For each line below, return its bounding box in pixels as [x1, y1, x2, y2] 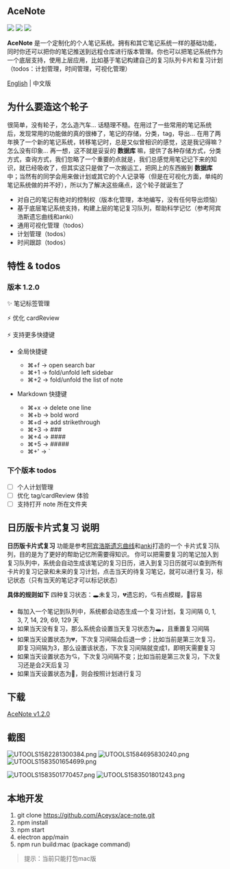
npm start [16, 826, 44, 834]
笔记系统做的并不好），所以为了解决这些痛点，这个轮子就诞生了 [7, 181, 184, 189]
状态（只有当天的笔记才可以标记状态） [12, 576, 121, 584]
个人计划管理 [16, 483, 53, 491]
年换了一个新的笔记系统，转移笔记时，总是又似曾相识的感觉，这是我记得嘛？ [7, 137, 223, 146]
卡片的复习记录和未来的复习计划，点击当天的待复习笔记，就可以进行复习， [7, 567, 217, 575]
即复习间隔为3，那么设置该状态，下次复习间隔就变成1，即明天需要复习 [16, 643, 216, 651]
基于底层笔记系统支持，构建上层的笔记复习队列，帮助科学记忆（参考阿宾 [16, 204, 221, 212]
